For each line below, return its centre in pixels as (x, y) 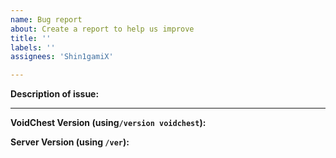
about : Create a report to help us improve (102, 29)
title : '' (31, 38)
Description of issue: (55, 94)
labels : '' (33, 47)
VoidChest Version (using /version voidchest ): (108, 123)
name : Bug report (46, 19)
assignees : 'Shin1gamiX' (62, 57)
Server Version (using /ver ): (70, 142)
